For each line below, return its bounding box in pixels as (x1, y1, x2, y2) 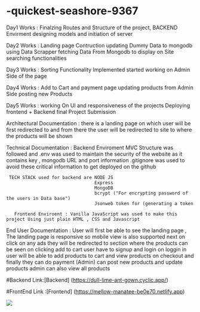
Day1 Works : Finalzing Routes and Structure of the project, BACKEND (6, 24, 178, 31)
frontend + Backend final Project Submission (6, 108, 116, 115)
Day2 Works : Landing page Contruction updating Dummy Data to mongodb (6, 42, 193, 49)
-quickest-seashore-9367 (6, 4, 139, 18)
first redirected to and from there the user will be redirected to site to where (6, 126, 192, 133)
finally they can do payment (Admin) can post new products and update (6, 258, 183, 265)
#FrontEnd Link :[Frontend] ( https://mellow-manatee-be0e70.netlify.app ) (6, 288, 185, 295)
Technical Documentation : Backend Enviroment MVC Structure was (6, 144, 174, 151)
